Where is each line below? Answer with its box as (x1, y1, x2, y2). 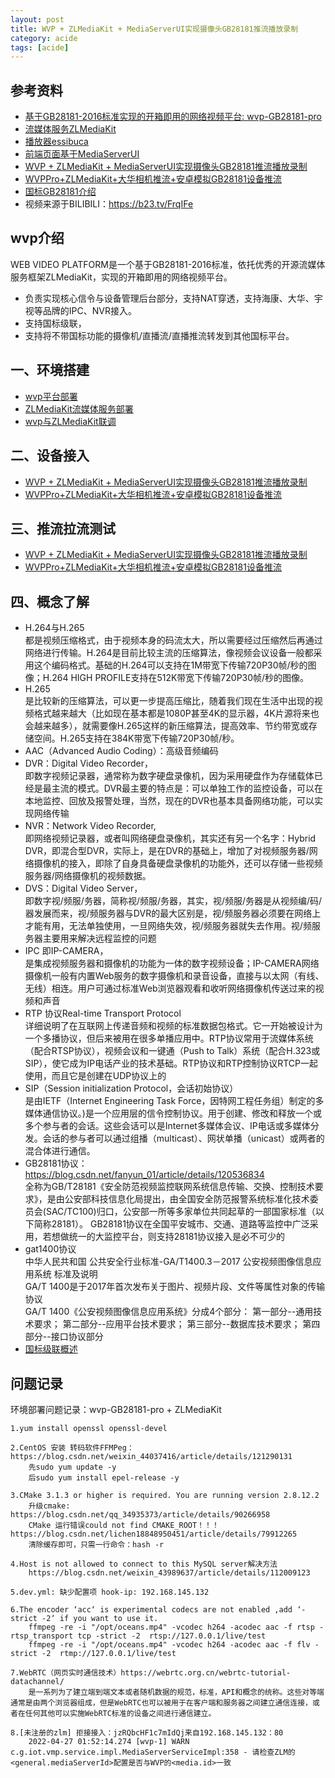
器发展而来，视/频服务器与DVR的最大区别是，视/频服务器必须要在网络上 (24, 907, 322, 920)
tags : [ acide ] (10, 42, 70, 53)
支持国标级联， (24, 317, 87, 329)
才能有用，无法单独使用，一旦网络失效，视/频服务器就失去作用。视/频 (24, 920, 312, 932)
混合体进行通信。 (24, 1145, 96, 1157)
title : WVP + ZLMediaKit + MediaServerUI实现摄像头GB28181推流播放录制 (10, 24, 299, 34)
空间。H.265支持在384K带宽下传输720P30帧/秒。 (33, 732, 240, 745)
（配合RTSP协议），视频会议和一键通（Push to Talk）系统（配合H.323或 (24, 1045, 321, 1057)
